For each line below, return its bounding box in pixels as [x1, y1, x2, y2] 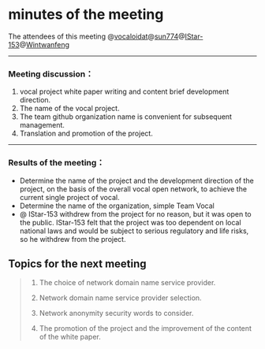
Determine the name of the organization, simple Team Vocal [19, 201, 215, 210]
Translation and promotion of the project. [19, 128, 154, 139]
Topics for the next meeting [8, 257, 147, 270]
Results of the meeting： [8, 158, 105, 169]
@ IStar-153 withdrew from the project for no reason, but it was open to [19, 209, 252, 218]
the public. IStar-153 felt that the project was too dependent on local [19, 217, 242, 227]
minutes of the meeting [8, 6, 164, 24]
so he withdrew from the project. [19, 234, 126, 243]
